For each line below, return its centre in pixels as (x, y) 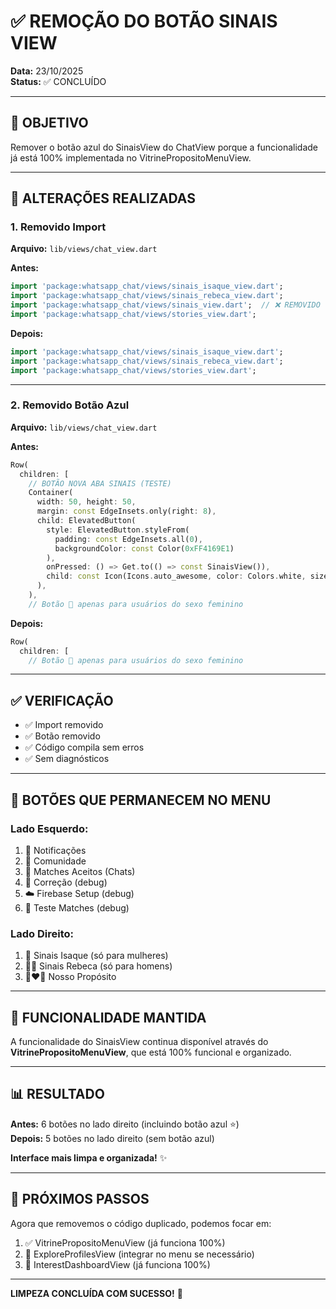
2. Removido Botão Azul (70, 405)
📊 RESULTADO (57, 1094)
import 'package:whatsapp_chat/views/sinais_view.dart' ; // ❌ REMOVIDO (165, 305)
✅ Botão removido (62, 736)
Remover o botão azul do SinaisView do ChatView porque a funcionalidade (164, 147)
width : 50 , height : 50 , (86, 502)
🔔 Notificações (55, 850)
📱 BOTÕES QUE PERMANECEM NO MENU (141, 800)
